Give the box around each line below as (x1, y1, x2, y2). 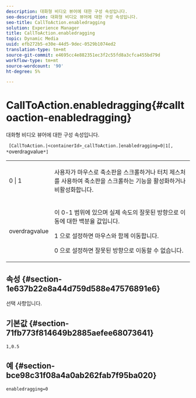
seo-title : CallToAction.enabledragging (6, 19, 106, 25)
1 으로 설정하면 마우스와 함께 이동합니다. (54, 232, 159, 240)
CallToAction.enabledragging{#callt (6, 99, 185, 112)
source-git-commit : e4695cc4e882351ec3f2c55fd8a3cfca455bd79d (6, 52, 160, 58)
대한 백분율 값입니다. (66, 217, 120, 225)
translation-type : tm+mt (6, 47, 66, 53)
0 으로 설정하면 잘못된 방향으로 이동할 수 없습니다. (54, 246, 184, 255)
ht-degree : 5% (6, 68, 41, 74)
